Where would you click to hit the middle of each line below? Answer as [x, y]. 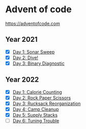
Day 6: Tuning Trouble [36, 121]
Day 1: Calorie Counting [37, 92]
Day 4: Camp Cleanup [36, 109]
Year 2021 [22, 40]
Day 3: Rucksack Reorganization [47, 104]
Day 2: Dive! [25, 58]
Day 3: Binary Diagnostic [38, 63]
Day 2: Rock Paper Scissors [42, 97]
